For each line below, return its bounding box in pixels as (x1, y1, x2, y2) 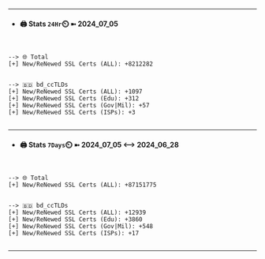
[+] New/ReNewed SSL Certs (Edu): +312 (8, 95, 140, 103)
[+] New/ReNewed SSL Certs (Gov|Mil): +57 (8, 102, 150, 110)
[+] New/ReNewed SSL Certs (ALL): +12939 (8, 208, 147, 217)
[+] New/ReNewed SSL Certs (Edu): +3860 (8, 216, 144, 223)
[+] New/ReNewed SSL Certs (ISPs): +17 (8, 230, 140, 238)
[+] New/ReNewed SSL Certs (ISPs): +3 (8, 108, 136, 117)
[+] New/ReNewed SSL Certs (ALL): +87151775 (8, 181, 157, 190)
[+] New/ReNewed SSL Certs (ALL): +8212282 (8, 60, 154, 68)
